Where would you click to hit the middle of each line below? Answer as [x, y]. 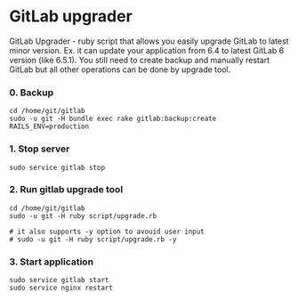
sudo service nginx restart [61, 288]
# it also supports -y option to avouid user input [107, 232]
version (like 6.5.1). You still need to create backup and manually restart [140, 60]
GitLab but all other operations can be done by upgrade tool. [120, 69]
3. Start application [52, 262]
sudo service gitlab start [59, 281]
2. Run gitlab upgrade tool [66, 190]
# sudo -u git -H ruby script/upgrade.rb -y [93, 239]
